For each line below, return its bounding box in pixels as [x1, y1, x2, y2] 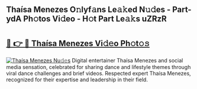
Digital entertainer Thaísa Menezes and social [72, 57, 183, 64]
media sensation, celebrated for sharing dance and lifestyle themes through [6, 64, 191, 70]
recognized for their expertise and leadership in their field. [6, 76, 148, 83]
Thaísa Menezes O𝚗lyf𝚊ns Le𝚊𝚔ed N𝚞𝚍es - [6, 5, 171, 15]
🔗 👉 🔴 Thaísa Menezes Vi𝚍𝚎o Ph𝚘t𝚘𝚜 [6, 38, 150, 48]
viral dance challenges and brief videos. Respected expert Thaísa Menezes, [6, 70, 191, 77]
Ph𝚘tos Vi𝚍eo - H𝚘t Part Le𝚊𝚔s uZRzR [23, 14, 167, 24]
